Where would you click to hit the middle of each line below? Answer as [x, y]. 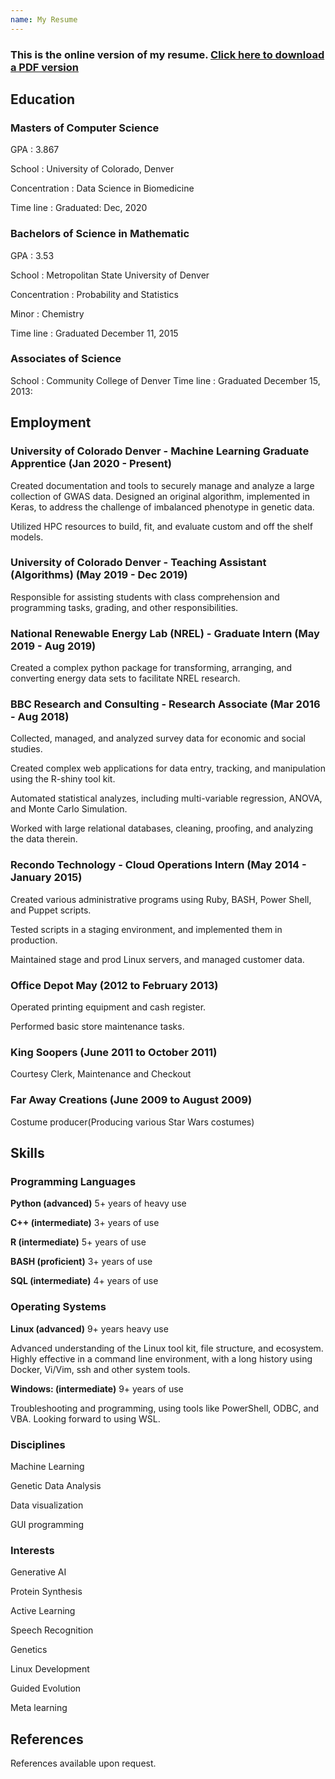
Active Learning [43, 1611]
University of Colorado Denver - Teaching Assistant [138, 563]
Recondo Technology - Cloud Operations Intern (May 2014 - [158, 865]
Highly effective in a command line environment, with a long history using [161, 1358]
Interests [32, 1550]
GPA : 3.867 [35, 150]
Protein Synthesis [46, 1592]
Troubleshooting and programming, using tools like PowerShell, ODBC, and [165, 1408]
